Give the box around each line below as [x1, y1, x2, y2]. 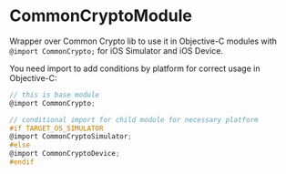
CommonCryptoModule [9, 5, 193, 26]
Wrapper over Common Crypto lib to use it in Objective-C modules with [9, 36, 278, 46]
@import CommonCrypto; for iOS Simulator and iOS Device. [9, 45, 223, 56]
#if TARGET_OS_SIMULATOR [9, 124, 104, 133]
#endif [9, 158, 35, 167]
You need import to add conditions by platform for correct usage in [9, 63, 260, 74]
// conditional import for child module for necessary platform [9, 115, 259, 124]
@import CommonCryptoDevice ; [9, 149, 120, 159]
